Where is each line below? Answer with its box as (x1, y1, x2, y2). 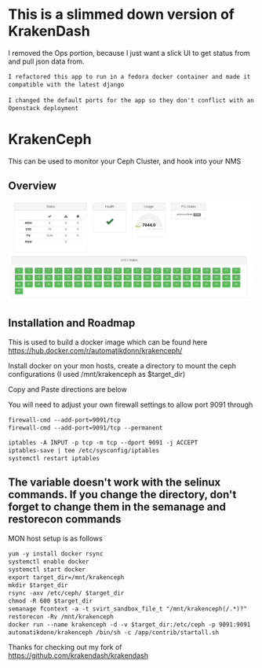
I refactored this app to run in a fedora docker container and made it (8, 72, 251, 80)
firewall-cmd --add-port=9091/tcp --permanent (8, 423, 163, 432)
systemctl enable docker (8, 557, 89, 566)
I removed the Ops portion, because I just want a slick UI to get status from (8, 48, 250, 57)
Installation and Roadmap (8, 316, 136, 330)
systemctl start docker (8, 565, 86, 574)
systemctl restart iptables (8, 454, 100, 462)
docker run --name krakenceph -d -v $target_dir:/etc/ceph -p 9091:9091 (8, 620, 251, 629)
